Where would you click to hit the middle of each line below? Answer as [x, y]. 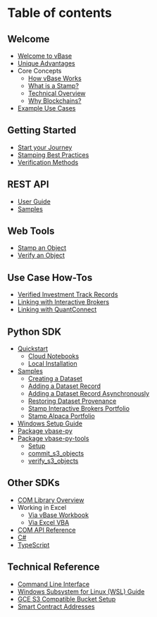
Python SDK [34, 331]
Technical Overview [57, 93]
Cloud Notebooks [54, 356]
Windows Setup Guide [50, 423]
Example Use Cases [46, 108]
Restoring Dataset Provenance [72, 401]
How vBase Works [55, 78]
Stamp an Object [42, 248]
